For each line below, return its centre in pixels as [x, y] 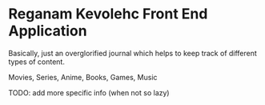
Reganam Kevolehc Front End [108, 14]
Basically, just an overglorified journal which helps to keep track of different [133, 53]
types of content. [37, 62]
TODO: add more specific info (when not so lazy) [89, 92]
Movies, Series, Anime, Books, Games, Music [83, 77]
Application [48, 31]
